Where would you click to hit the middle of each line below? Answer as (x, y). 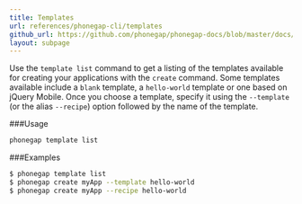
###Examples (35, 157)
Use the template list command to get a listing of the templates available (147, 68)
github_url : (31, 34)
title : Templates (42, 18)
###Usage (29, 124)
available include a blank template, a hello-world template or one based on (148, 87)
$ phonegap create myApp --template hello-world (102, 182)
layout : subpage (40, 43)
